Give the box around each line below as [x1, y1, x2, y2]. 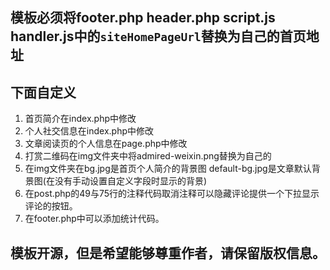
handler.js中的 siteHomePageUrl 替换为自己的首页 [10, 28, 307, 45]
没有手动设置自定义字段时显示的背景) [54, 175, 208, 187]
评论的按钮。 [24, 200, 78, 212]
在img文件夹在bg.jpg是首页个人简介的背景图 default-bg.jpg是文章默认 [24, 163, 312, 175]
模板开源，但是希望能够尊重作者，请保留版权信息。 [10, 244, 326, 262]
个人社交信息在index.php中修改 [24, 125, 154, 137]
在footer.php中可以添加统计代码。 [24, 213, 165, 225]
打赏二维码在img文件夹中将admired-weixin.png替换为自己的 [24, 150, 272, 162]
